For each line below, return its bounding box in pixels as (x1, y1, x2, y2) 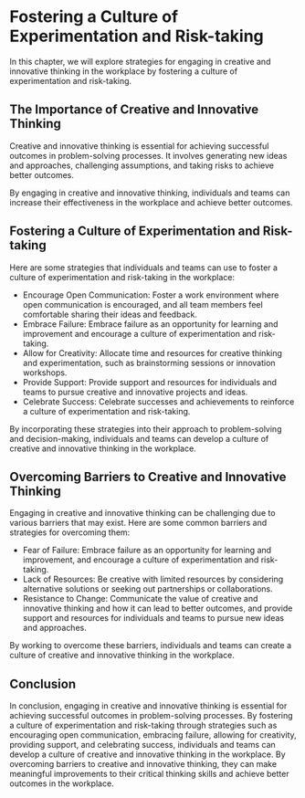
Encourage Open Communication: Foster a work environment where (22, 289, 279, 300)
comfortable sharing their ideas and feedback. (22, 309, 198, 320)
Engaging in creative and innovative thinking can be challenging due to (9, 508, 276, 519)
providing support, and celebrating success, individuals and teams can (9, 740, 276, 751)
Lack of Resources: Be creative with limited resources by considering (22, 573, 284, 585)
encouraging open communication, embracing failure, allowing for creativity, (9, 730, 297, 740)
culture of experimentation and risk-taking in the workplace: (9, 271, 236, 282)
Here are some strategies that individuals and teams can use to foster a (9, 262, 279, 273)
